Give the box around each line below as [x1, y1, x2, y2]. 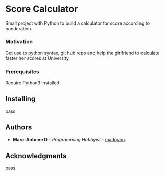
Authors [5, 123, 32, 131]
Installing [5, 94, 36, 103]
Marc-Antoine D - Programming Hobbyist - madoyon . [12, 137, 126, 143]
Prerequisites [5, 68, 39, 75]
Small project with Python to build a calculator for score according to [5, 20, 150, 26]
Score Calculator [5, 3, 78, 15]
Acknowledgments [5, 151, 67, 160]
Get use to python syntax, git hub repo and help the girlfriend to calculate [5, 50, 160, 56]
